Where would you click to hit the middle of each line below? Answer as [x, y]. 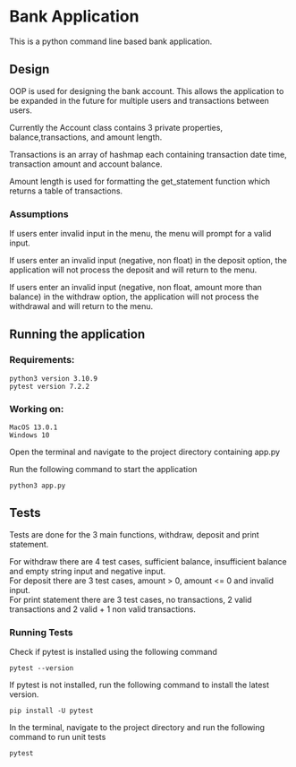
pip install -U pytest [51, 711]
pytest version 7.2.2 [50, 386]
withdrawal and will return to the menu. [81, 306]
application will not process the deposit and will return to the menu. [133, 270]
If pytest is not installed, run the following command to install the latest [140, 685]
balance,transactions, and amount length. [86, 137]
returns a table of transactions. [66, 191]
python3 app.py [38, 486]
